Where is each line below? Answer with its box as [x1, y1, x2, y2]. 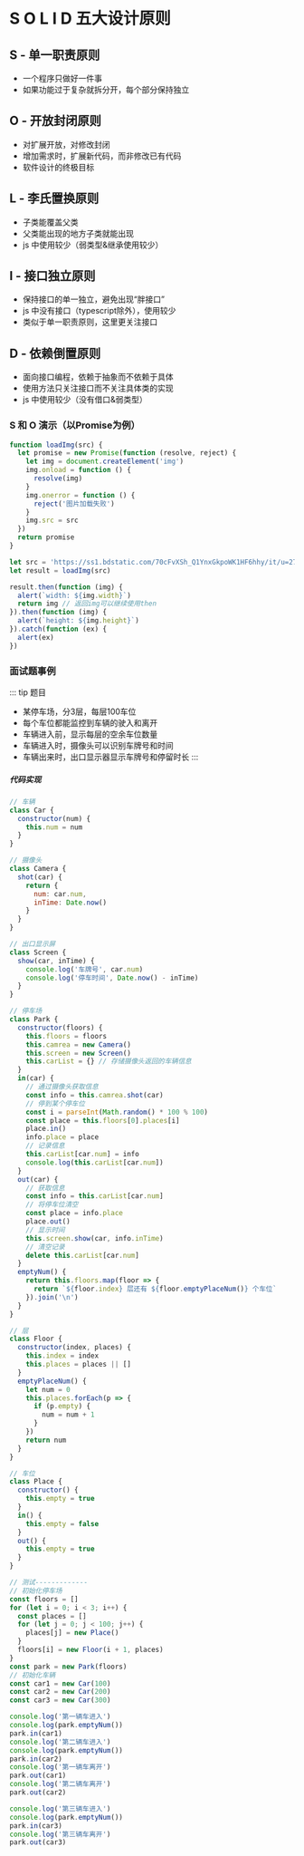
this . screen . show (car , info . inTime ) [25, 1233, 165, 1242]
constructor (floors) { [17, 1023, 103, 1032]
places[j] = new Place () [25, 1629, 119, 1638]
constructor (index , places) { [17, 1343, 131, 1352]
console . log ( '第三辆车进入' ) [9, 1804, 111, 1813]
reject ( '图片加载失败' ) [33, 499, 115, 508]
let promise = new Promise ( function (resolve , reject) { [17, 449, 237, 458]
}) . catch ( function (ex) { [9, 624, 107, 634]
